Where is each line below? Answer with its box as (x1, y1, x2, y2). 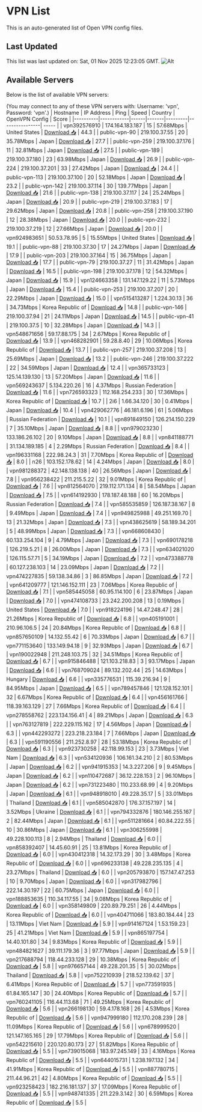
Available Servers (6, 75, 74, 85)
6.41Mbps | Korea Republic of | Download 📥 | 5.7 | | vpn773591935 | (6, 980, 176, 988)
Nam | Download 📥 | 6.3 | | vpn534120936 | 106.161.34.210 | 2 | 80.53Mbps (6, 754, 194, 761)
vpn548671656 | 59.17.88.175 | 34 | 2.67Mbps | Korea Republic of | (6, 330, 170, 337)
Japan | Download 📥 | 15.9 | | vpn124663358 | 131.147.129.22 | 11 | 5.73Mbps (6, 276, 195, 284)
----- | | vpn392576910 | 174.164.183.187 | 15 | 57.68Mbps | (43, 121, 188, 129)
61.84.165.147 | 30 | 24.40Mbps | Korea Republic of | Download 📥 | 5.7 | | (6, 989, 188, 997)
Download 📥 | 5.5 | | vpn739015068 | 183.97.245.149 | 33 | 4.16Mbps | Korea (6, 1047, 195, 1054)
